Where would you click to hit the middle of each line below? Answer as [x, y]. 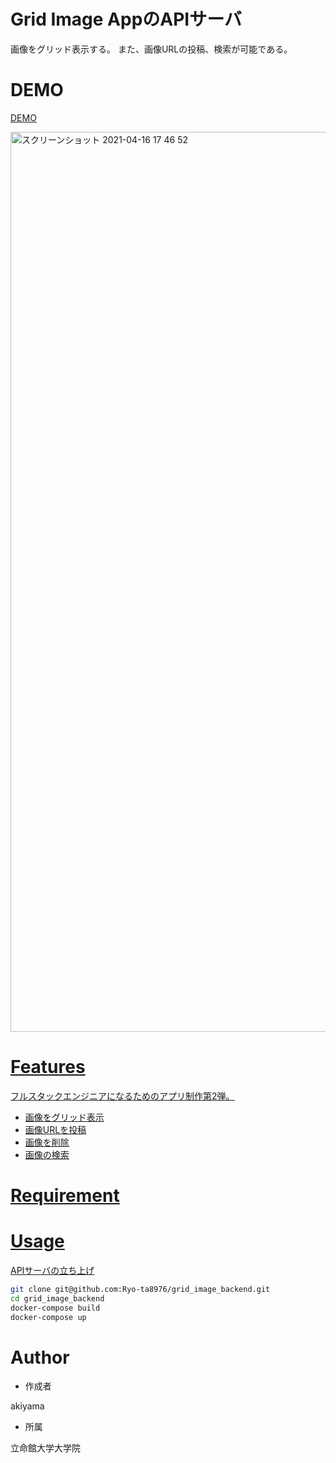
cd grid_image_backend [57, 1298]
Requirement [65, 1196]
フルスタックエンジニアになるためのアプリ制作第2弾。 [122, 1096]
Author [40, 1357]
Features [48, 1067]
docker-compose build [55, 1308]
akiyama [27, 1406]
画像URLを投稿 [55, 1129]
